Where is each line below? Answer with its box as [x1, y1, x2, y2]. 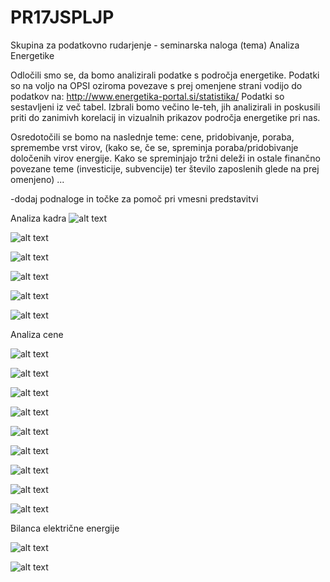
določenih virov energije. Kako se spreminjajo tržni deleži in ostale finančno [10, 152, 322, 164]
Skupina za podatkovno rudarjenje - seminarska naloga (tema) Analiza [10, 39, 300, 51]
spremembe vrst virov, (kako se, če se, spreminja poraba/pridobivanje [10, 141, 299, 153]
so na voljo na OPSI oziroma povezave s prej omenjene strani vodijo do [10, 79, 303, 91]
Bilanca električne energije [10, 522, 120, 534]
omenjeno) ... [10, 173, 65, 185]
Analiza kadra [10, 212, 67, 224]
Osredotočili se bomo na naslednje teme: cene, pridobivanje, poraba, [10, 131, 295, 143]
